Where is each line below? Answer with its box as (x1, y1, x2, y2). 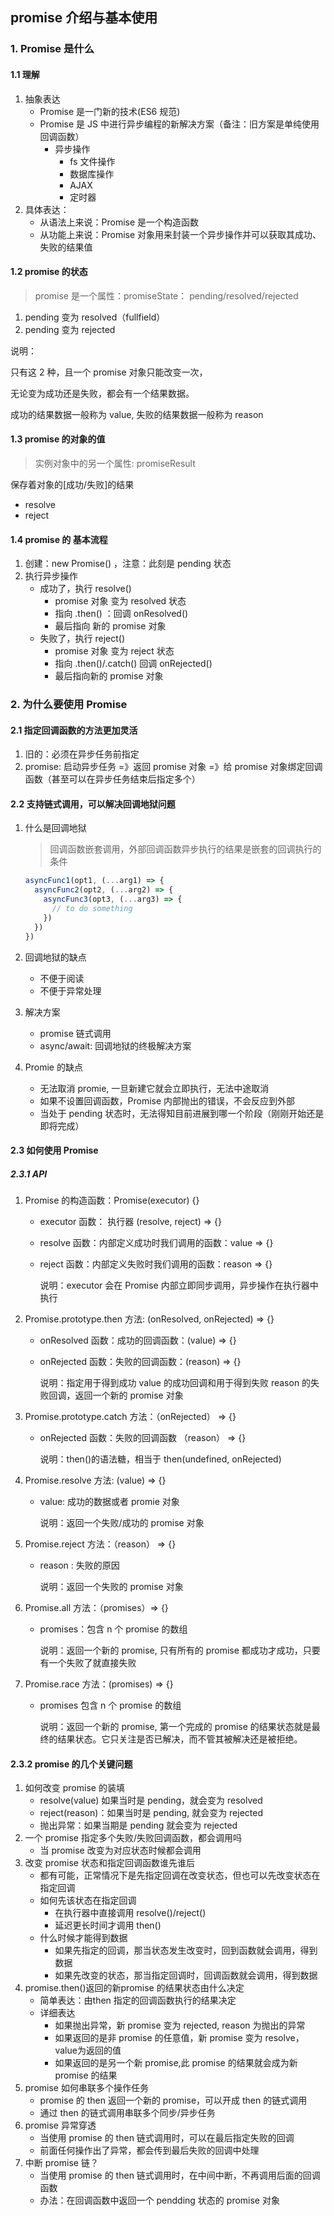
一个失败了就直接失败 (48, 1657, 137, 1669)
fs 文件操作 (69, 155, 116, 167)
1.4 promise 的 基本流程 (10, 533, 108, 545)
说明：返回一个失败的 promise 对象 (39, 1581, 184, 1593)
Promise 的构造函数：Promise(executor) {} (24, 1194, 200, 1207)
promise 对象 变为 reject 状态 (54, 645, 175, 657)
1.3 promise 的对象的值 (10, 433, 106, 445)
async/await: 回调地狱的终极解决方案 (39, 1039, 192, 1052)
